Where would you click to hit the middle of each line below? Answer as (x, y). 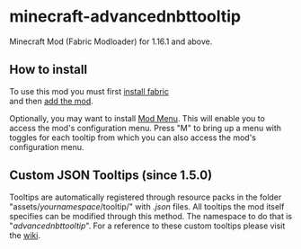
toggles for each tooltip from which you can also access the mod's (133, 138)
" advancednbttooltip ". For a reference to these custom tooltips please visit (147, 226)
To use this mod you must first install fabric (89, 91)
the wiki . (25, 235)
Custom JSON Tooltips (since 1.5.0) (111, 176)
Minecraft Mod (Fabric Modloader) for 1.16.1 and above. (111, 41)
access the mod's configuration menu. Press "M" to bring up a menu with (145, 128)
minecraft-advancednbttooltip (125, 17)
